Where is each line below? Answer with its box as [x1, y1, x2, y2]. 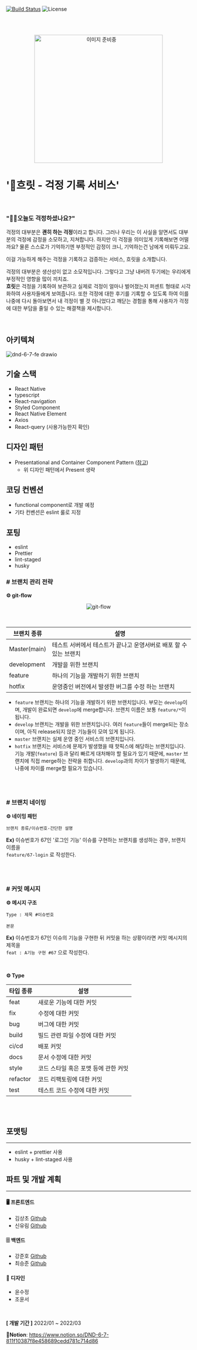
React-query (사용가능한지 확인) [14, 423, 90, 430]
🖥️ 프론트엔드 [6, 1199, 35, 1206]
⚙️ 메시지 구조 [6, 899, 37, 906]
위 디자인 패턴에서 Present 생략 [23, 466, 96, 473]
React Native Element [14, 410, 67, 417]
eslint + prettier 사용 [14, 1148, 63, 1155]
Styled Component [14, 404, 60, 411]
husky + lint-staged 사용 [14, 1156, 73, 1162]
